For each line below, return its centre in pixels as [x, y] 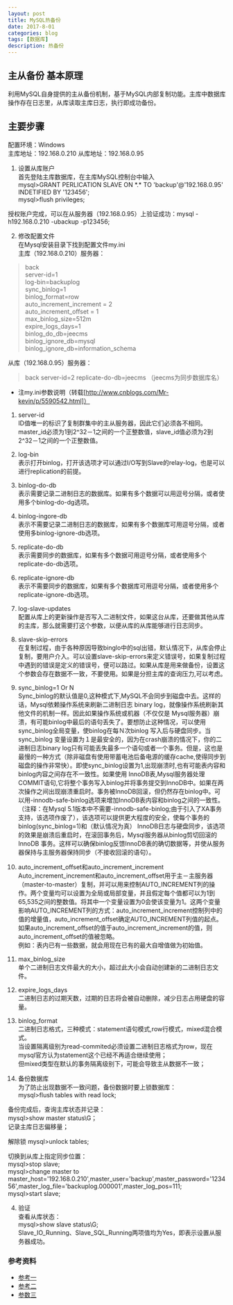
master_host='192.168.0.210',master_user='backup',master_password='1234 [117, 1179]
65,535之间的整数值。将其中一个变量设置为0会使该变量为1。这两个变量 [119, 901]
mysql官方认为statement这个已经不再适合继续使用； [92, 1055]
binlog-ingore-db [43, 516]
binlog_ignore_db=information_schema [80, 348]
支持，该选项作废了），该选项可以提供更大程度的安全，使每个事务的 [114, 817]
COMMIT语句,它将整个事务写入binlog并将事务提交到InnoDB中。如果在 [118, 782]
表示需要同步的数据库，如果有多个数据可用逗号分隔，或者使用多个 [112, 555]
